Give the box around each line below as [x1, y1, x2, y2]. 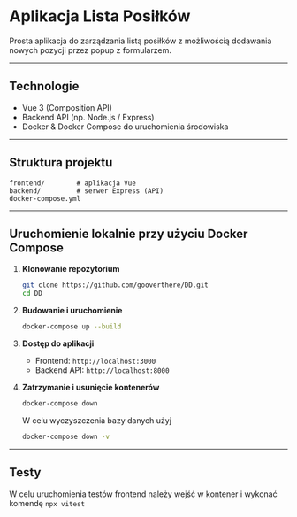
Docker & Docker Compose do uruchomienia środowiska [21, 121, 229, 132]
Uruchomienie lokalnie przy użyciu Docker [9, 226, 248, 241]
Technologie [9, 79, 80, 94]
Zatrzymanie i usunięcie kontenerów [21, 382, 160, 392]
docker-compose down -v [21, 432, 110, 441]
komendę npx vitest [9, 498, 86, 508]
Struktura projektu [9, 155, 113, 170]
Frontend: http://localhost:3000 [34, 356, 156, 366]
